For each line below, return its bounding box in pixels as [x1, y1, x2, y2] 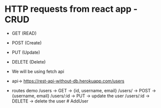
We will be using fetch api [11, 68, 65, 74]
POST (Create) [11, 39, 42, 45]
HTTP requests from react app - [4, 3, 138, 15]
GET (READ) [11, 30, 37, 36]
